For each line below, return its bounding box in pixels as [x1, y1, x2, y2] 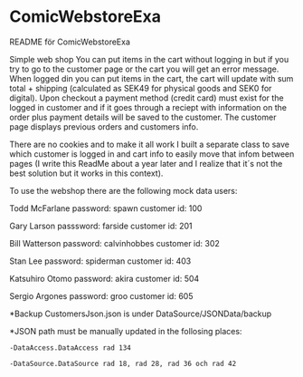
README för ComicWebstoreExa [9, 36, 131, 47]
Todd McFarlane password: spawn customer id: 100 [9, 202, 203, 214]
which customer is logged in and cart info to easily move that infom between [9, 148, 295, 159]
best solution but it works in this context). [9, 168, 164, 179]
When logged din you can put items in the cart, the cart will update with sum [9, 72, 294, 83]
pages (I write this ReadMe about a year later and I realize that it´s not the [9, 158, 283, 169]
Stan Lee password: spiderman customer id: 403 [9, 256, 192, 266]
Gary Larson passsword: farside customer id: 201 [9, 220, 193, 231]
